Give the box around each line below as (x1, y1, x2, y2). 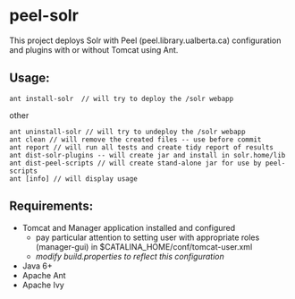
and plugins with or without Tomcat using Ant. (9, 44, 179, 55)
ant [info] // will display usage (9, 174, 139, 184)
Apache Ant (21, 269, 66, 280)
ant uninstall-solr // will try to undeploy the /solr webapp (9, 127, 246, 136)
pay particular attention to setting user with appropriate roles (35, 232, 260, 243)
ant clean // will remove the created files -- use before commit (9, 135, 262, 144)
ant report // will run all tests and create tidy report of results (9, 142, 274, 152)
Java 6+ (21, 261, 53, 271)
